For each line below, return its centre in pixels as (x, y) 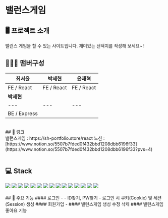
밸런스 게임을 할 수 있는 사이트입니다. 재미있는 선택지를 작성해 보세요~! (75, 46)
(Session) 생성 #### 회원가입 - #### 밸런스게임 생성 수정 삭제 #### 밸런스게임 (85, 204)
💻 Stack (19, 171)
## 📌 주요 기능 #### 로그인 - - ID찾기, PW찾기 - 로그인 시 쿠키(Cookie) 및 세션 (83, 198)
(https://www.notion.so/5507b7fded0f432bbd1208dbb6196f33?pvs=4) (79, 149)
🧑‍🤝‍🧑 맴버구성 (25, 63)
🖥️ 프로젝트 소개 (27, 31)
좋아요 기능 (16, 210)
